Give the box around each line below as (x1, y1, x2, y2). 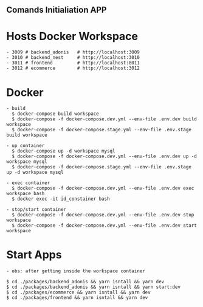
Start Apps (6, 248, 62, 262)
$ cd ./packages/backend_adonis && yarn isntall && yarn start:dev (6, 284, 181, 291)
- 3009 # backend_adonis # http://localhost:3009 (6, 49, 140, 55)
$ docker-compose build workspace (12, 111, 99, 117)
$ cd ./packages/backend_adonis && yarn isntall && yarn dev (6, 279, 165, 285)
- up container (6, 143, 45, 149)
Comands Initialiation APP (6, 5, 107, 15)
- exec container (6, 180, 50, 186)
